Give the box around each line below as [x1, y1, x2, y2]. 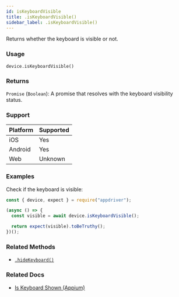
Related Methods [6, 243, 55, 251]
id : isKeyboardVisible [6, 8, 61, 15]
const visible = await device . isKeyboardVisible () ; [11, 213, 140, 219]
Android [9, 146, 31, 154]
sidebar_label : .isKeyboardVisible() [6, 19, 98, 25]
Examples [6, 172, 35, 181]
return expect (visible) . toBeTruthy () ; [11, 223, 106, 230]
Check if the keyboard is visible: [6, 185, 83, 193]
